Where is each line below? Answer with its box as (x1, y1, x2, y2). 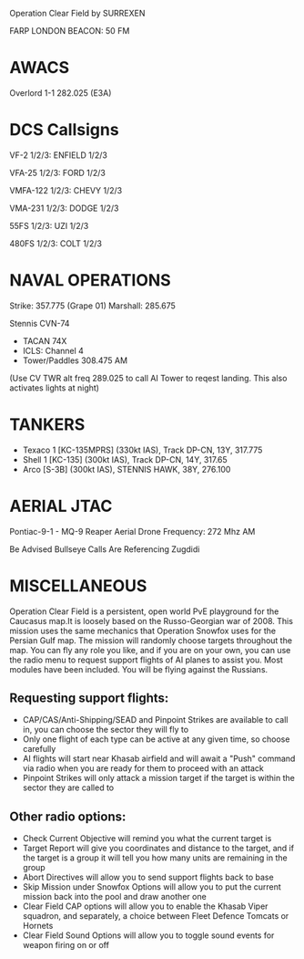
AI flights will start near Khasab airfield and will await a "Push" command (22, 753, 296, 765)
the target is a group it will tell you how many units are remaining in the (22, 852, 289, 863)
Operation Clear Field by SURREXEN (9, 8, 146, 18)
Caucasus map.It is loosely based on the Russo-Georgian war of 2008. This (9, 615, 294, 626)
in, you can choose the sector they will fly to (22, 724, 189, 735)
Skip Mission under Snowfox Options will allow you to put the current (22, 881, 282, 892)
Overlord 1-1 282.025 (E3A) (9, 87, 112, 99)
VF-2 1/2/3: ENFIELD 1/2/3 (9, 150, 107, 161)
